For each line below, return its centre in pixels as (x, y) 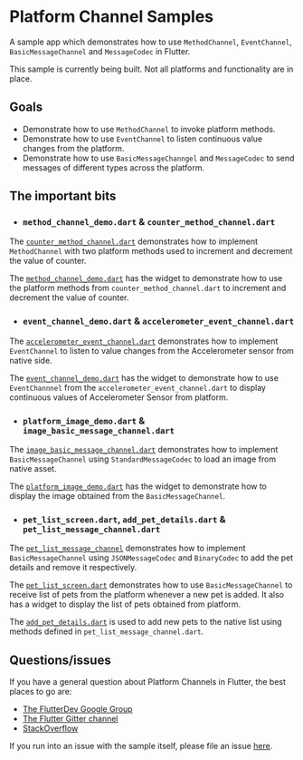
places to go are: (41, 692)
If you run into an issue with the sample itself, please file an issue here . (141, 746)
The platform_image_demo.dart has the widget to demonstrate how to (138, 486)
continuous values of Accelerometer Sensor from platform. (119, 397)
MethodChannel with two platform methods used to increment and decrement (151, 251)
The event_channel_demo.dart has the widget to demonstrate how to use (144, 377)
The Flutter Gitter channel (71, 719)
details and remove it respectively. (73, 568)
